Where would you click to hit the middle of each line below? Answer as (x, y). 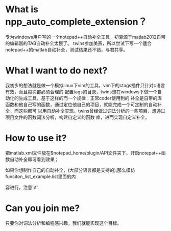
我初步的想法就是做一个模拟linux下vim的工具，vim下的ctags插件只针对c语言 (85, 85)
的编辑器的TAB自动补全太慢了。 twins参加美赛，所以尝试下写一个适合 (78, 43)
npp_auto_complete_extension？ (76, 22)
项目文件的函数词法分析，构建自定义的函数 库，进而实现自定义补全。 (77, 117)
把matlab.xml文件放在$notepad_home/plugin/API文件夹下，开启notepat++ (83, 153)
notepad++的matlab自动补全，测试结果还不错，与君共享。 (67, 49)
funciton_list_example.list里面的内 (41, 176)
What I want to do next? (56, 71)
